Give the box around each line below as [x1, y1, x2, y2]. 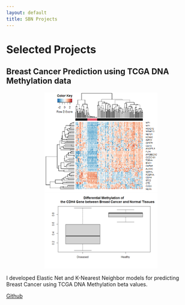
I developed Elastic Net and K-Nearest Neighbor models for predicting [6, 274, 180, 282]
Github [6, 292, 23, 300]
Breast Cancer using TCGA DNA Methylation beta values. [6, 281, 148, 288]
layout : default [6, 10, 47, 16]
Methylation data [6, 76, 71, 86]
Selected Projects [6, 43, 97, 56]
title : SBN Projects [6, 16, 58, 22]
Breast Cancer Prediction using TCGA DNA [6, 67, 169, 77]
